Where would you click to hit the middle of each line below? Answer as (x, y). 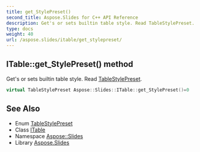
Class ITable (30, 130)
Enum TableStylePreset (44, 123)
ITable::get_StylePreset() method (70, 64)
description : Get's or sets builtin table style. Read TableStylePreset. (101, 23)
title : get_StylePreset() (38, 12)
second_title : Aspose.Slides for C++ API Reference (72, 17)
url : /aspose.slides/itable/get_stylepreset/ (64, 40)
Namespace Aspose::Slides (49, 136)
